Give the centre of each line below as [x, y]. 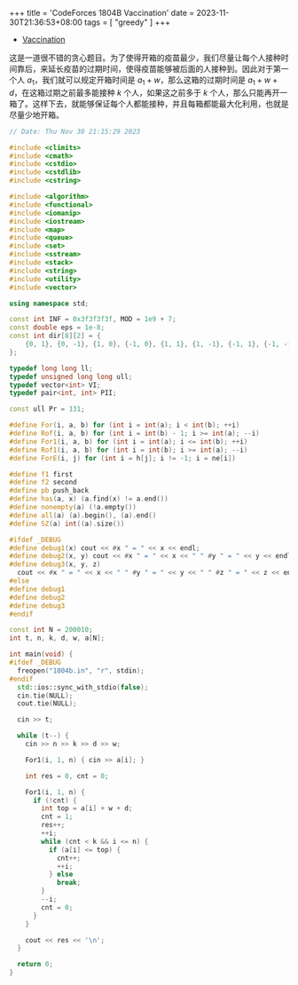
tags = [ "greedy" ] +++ [127, 22]
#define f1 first [41, 474]
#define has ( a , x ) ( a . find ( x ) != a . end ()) [89, 499]
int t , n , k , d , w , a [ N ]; [57, 638]
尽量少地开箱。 [36, 114]
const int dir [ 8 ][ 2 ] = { [55, 336]
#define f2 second [43, 483]
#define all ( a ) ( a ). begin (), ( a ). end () [83, 515]
